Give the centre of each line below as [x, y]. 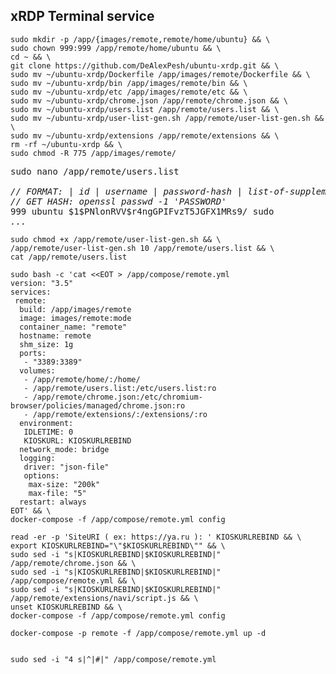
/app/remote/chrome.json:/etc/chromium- [117, 397]
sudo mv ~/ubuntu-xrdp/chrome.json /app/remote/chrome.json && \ [149, 100]
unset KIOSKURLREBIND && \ [66, 607]
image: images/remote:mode [75, 318]
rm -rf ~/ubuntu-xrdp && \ [66, 144]
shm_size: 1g [46, 344]
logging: [37, 458]
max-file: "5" [57, 493]
